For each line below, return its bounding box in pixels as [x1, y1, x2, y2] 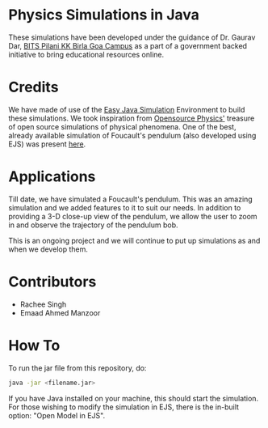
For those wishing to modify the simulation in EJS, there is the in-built [8, 402, 240, 412]
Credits [8, 78, 59, 96]
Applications [8, 167, 96, 186]
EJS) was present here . [8, 139, 86, 149]
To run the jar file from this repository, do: [8, 362, 147, 373]
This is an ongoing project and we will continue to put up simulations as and [8, 235, 261, 245]
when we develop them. [8, 244, 89, 254]
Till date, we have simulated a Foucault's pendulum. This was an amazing [8, 194, 253, 204]
